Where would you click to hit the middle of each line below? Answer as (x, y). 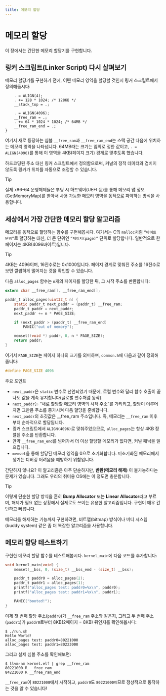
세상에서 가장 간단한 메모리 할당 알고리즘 (63, 219)
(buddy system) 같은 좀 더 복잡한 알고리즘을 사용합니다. (59, 525)
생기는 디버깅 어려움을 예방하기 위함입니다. (53, 459)
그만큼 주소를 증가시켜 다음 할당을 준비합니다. (65, 410)
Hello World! (19, 636)
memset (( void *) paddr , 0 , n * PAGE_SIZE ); (60, 336)
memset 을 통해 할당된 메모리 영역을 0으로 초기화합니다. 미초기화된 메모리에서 (85, 453)
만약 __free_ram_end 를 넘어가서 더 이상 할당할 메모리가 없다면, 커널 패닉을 (84, 441)
